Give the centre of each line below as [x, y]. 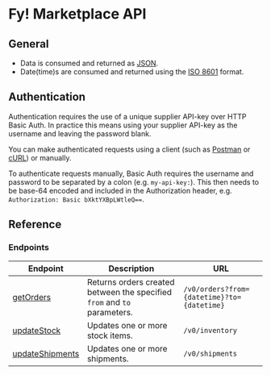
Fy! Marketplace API [77, 14]
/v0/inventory [211, 330]
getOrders [31, 297]
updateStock [37, 330]
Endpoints [29, 248]
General [29, 44]
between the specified [129, 292]
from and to [109, 302]
